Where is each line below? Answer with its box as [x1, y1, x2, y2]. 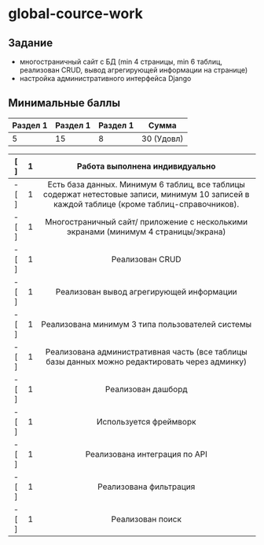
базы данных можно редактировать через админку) [46, 356, 247, 367]
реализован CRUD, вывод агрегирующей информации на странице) [19, 65, 248, 75]
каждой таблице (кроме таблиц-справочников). [53, 198, 240, 209]
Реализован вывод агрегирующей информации [55, 286, 237, 297]
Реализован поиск [111, 513, 182, 525]
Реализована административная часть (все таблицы [45, 346, 247, 357]
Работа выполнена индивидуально [77, 161, 216, 172]
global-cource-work [8, 5, 144, 23]
